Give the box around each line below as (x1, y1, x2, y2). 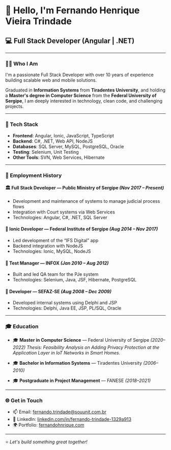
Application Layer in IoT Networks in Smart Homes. (12, 349, 121, 356)
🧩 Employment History (5, 172, 62, 179)
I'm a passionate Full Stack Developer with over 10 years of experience (5, 72, 154, 78)
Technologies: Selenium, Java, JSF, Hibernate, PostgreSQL (12, 277, 137, 283)
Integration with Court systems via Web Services (12, 209, 116, 215)
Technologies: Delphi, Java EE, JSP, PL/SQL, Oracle (12, 305, 122, 311)
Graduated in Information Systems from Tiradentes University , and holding (5, 87, 166, 93)
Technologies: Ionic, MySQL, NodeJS (12, 248, 91, 254)
